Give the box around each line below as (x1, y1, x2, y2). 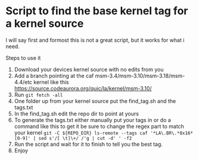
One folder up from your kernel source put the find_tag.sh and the (14, 97, 176, 105)
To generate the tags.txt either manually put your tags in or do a (14, 116, 171, 123)
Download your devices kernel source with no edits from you (14, 65, 164, 73)
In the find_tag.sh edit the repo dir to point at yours (14, 110, 139, 117)
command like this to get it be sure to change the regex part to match (14, 123, 184, 130)
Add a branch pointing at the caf (14, 72, 94, 79)
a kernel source (5, 17, 84, 30)
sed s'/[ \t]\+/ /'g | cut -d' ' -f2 (38, 135, 132, 141)
